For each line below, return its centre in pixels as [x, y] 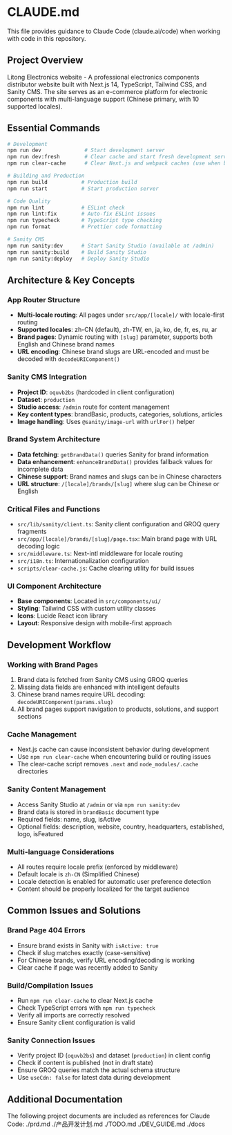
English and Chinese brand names [66, 344]
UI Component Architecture [54, 587]
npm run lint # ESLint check [66, 207]
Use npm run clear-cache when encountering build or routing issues [114, 757]
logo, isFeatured [40, 833]
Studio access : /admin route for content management [93, 407]
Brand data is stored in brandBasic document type [88, 812]
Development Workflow [59, 645]
